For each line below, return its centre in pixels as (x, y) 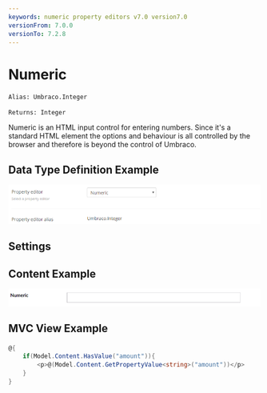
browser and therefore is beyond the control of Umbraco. (103, 145)
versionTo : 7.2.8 (37, 34)
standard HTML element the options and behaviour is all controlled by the (129, 136)
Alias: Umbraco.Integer (48, 97)
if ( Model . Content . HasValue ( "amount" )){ (89, 356)
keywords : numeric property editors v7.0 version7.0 (98, 17)
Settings (30, 247)
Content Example (52, 273)
